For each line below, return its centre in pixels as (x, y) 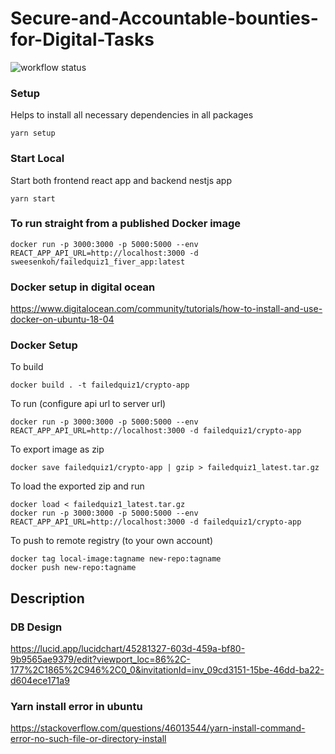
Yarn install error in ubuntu (76, 707)
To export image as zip (57, 449)
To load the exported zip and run (77, 486)
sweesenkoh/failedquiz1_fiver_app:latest (98, 262)
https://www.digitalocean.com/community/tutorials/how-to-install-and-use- (166, 309)
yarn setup (33, 133)
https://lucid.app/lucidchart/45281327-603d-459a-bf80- (128, 649)
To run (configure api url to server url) (88, 404)
